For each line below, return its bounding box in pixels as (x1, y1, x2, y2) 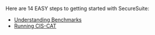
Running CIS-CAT (13, 23, 57, 29)
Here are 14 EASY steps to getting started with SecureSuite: (5, 5, 150, 12)
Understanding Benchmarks (13, 16, 82, 23)
